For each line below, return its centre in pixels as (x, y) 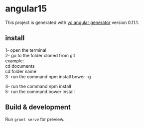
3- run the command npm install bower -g (48, 76)
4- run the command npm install (38, 86)
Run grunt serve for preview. (35, 119)
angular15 (26, 9)
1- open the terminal (26, 50)
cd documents (20, 66)
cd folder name (21, 71)
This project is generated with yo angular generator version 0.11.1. (72, 22)
